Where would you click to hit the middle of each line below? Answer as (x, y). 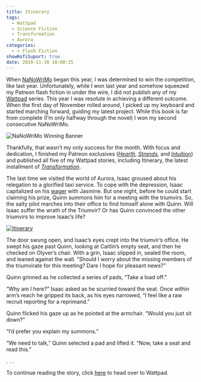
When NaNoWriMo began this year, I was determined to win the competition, (101, 79)
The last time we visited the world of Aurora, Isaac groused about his (91, 178)
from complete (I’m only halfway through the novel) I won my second (91, 117)
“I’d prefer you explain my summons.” (52, 331)
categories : (21, 46)
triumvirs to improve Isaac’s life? (46, 217)
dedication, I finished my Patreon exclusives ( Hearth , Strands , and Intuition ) (100, 153)
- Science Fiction (35, 29)
